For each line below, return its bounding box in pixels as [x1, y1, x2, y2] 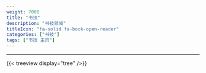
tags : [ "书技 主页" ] [6, 37, 55, 43]
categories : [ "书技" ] [6, 32, 60, 38]
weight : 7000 [6, 9, 40, 15]
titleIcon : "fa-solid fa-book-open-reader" [6, 26, 120, 32]
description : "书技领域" [6, 20, 66, 26]
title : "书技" [6, 15, 41, 21]
